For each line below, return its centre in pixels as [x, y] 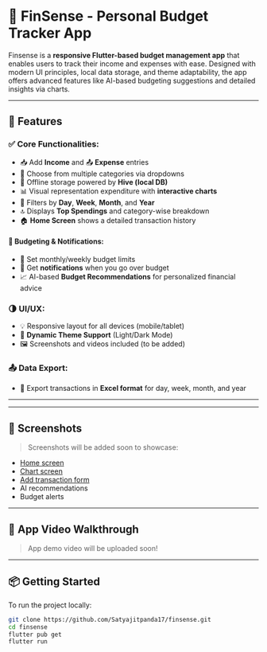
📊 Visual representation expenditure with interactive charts [118, 191]
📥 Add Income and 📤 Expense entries [84, 162]
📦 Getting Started [54, 582]
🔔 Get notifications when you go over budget [94, 267]
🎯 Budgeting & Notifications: [56, 241]
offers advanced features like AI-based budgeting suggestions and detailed [132, 80]
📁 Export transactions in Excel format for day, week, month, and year [133, 388]
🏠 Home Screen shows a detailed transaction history [108, 220]
